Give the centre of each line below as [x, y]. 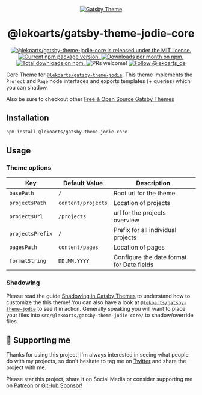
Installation [28, 118]
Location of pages [139, 248]
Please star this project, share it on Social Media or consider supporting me [99, 379]
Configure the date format [150, 257]
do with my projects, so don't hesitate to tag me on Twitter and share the [96, 361]
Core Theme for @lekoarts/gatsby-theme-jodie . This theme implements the [99, 75]
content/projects [83, 203]
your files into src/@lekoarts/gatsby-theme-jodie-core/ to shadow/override [100, 315]
